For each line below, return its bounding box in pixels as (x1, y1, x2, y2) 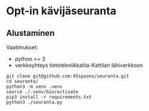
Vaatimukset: (6, 44, 39, 51)
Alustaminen (6, 28, 55, 38)
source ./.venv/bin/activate (6, 89, 79, 95)
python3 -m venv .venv (6, 84, 63, 90)
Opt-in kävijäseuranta (6, 4, 117, 18)
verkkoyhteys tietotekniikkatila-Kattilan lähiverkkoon (14, 61, 143, 69)
